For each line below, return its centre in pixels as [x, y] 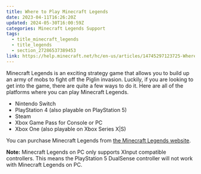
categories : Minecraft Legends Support [56, 28]
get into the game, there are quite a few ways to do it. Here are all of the [95, 86]
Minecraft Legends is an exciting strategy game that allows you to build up [98, 73]
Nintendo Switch [35, 103]
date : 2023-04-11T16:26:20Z [41, 17]
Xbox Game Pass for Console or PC [59, 122]
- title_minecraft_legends [45, 39]
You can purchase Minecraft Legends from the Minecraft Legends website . [99, 140]
